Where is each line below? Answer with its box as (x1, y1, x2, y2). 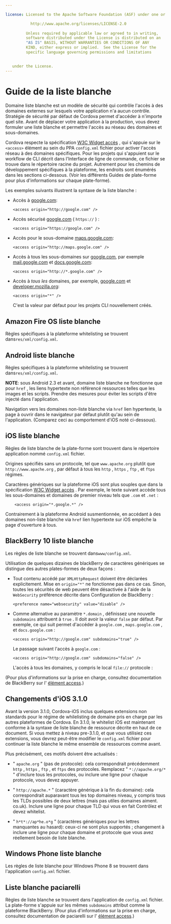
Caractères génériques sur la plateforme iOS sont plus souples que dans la (5, 481, 163, 487)
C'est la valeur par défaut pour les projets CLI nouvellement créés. (12, 302, 153, 309)
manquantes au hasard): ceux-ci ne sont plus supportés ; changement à (12, 823, 165, 830)
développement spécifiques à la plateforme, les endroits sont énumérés (5, 167, 157, 173)
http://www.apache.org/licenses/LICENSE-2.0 (30, 21, 127, 26)
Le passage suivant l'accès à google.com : (12, 646, 101, 652)
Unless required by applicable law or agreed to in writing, (26, 31, 159, 36)
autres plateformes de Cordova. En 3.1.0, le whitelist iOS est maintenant (5, 719, 155, 725)
